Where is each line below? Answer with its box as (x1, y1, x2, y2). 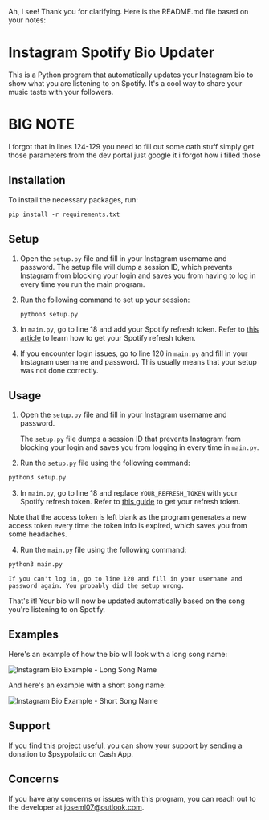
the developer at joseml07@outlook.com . (8, 802, 145, 812)
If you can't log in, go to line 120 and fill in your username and (8, 575, 243, 583)
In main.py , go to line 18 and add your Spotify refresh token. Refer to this (19, 324, 259, 334)
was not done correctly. (19, 365, 99, 375)
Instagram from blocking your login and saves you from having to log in (19, 271, 256, 280)
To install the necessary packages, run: (8, 194, 139, 204)
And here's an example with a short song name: (8, 680, 166, 690)
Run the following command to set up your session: (19, 295, 190, 304)
